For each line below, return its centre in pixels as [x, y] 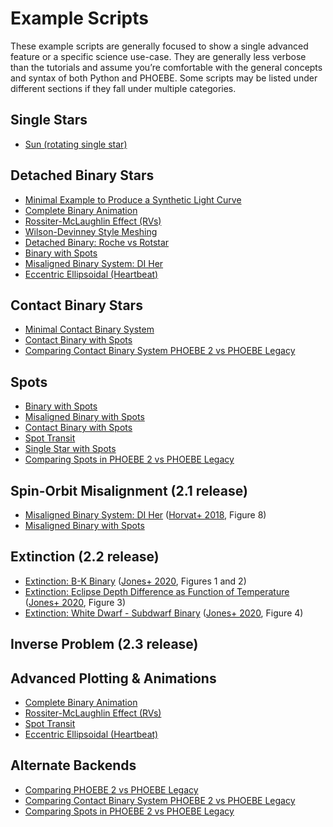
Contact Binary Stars [76, 305]
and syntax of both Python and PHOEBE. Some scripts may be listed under [164, 78]
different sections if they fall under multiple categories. [123, 88]
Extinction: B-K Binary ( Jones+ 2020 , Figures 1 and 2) [135, 581]
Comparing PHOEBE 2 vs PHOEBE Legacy [111, 789]
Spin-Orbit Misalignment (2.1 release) [129, 490]
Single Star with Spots [70, 449]
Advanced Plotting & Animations [113, 678]
